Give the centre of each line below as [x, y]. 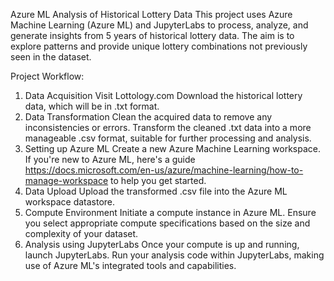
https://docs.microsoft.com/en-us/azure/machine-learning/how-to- [164, 170]
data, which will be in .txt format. [92, 106]
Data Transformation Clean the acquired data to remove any [148, 117]
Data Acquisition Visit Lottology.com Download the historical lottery [163, 95]
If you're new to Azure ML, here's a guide [110, 159]
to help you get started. [158, 180]
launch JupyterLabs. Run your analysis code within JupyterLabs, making [174, 255]
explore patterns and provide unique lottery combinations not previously [159, 46]
